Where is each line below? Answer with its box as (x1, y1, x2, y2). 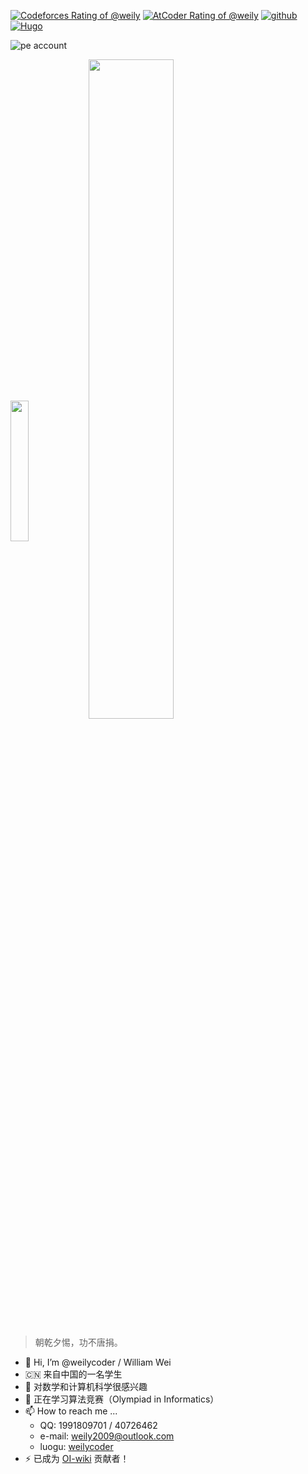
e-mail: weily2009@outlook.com (39, 1430, 175, 1442)
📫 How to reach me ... (24, 1405, 118, 1417)
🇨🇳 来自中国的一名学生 (24, 1368, 123, 1380)
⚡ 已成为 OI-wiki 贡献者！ (24, 1453, 130, 1464)
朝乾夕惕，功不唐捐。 (34, 1336, 123, 1348)
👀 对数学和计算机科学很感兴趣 (24, 1381, 148, 1392)
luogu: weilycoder (39, 1441, 114, 1452)
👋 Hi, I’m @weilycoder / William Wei (24, 1356, 172, 1368)
